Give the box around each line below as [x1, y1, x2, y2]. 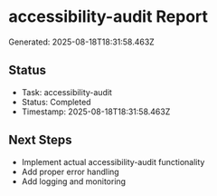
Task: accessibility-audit [21, 86, 112, 97]
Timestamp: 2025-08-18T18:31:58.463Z [21, 106, 171, 117]
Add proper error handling [21, 166, 119, 177]
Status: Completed [21, 96, 91, 107]
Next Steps [8, 132, 72, 148]
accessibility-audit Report [8, 6, 209, 27]
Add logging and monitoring [21, 175, 127, 187]
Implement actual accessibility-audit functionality [21, 156, 205, 167]
